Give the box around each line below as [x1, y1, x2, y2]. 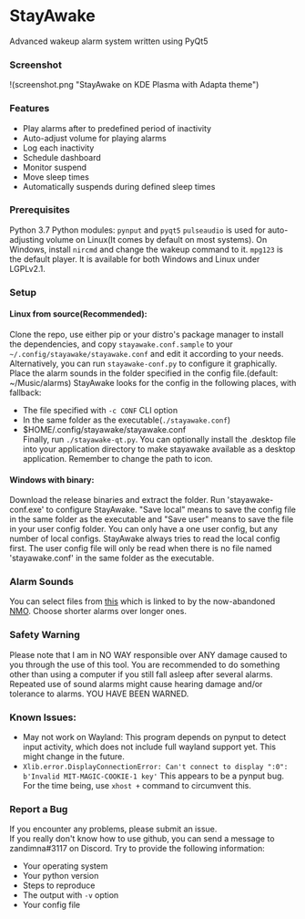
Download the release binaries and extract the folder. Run [9, 495, 226, 506]
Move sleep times [22, 171, 89, 183]
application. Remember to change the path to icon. [22, 453, 213, 464]
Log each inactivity [22, 142, 95, 153]
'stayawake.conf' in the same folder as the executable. [9, 553, 215, 564]
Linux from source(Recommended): [9, 308, 147, 319]
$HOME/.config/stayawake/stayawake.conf [22, 423, 187, 434]
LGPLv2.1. [9, 263, 46, 274]
